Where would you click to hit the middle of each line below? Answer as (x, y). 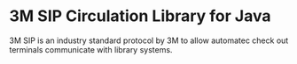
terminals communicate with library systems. (91, 49)
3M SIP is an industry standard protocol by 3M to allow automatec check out (149, 40)
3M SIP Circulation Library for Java (140, 16)
